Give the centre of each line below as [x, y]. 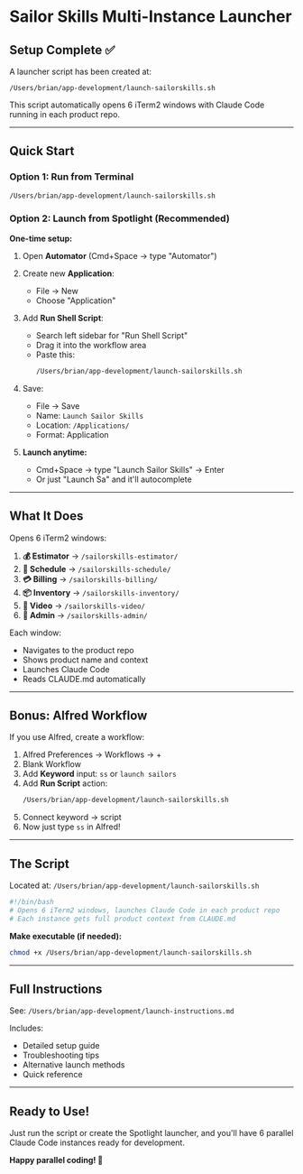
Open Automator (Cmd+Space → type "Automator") [120, 255]
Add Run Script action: [65, 783]
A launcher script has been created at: [80, 71]
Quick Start [42, 151]
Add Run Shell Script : [63, 318]
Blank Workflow [51, 764]
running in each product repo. [64, 114]
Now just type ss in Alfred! [71, 827]
